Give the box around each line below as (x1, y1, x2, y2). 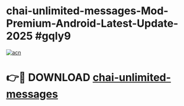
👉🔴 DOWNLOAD (6, 71, 91, 84)
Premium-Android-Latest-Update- (6, 17, 179, 30)
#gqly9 (35, 30, 71, 43)
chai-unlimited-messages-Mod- (6, 4, 169, 18)
